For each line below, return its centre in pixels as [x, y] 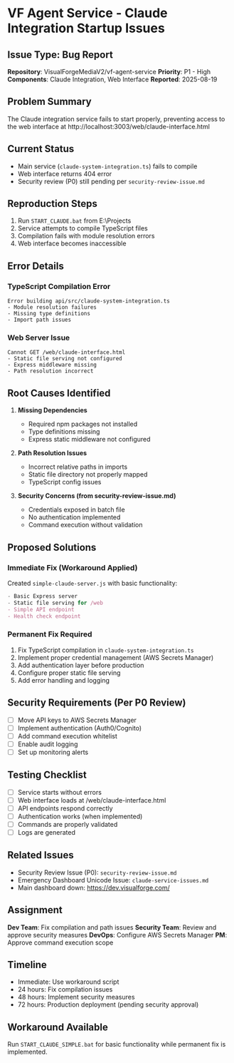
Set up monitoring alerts [53, 752]
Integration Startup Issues [86, 28]
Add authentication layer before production [81, 665]
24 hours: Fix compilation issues [65, 990]
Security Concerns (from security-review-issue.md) [97, 496]
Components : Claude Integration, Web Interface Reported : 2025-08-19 [112, 79]
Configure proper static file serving [69, 673]
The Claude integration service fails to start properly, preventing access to [116, 118]
